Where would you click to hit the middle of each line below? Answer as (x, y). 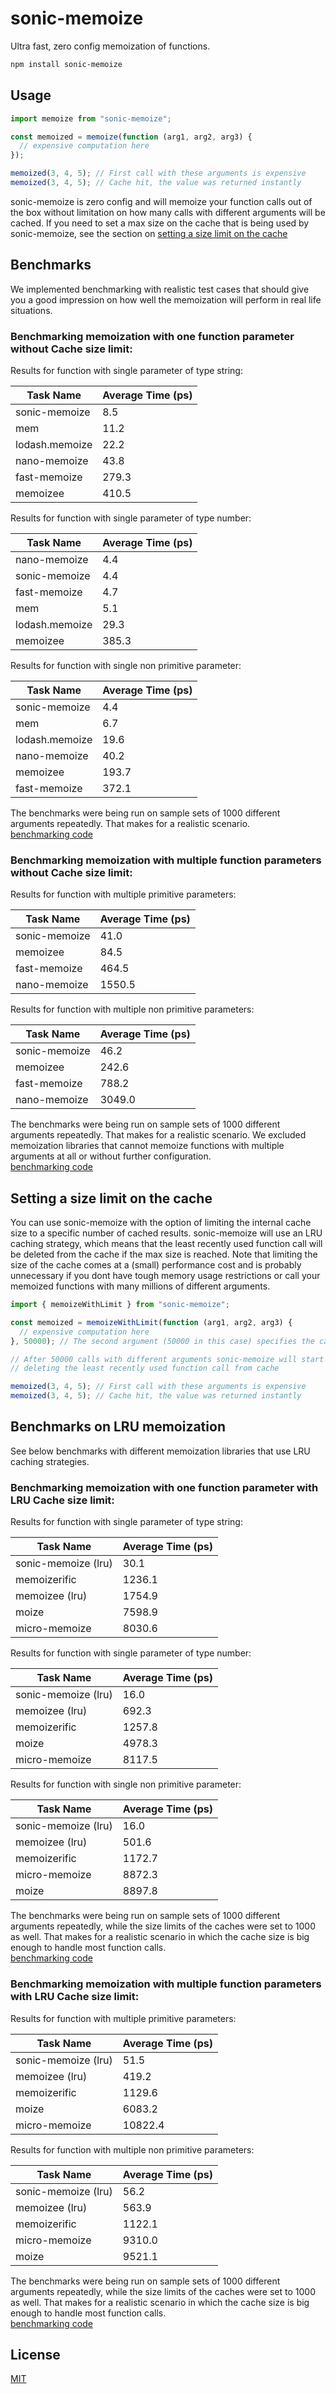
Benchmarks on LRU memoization (118, 1427)
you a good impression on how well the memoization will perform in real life (166, 299)
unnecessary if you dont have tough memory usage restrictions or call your (165, 1276)
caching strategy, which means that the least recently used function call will (166, 1244)
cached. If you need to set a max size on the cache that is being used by (160, 223)
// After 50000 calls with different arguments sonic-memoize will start (167, 1359)
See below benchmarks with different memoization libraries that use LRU (160, 1451)
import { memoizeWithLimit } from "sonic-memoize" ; (120, 1305)
